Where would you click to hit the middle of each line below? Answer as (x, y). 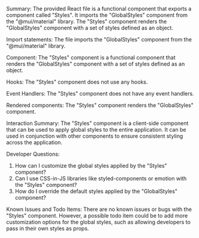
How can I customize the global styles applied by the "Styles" (91, 166)
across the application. (34, 142)
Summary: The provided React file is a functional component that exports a (99, 9)
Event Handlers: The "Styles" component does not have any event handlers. (100, 93)
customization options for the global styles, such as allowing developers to (98, 222)
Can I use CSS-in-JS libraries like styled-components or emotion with (101, 178)
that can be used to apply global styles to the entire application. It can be (96, 130)
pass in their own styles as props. (48, 228)
